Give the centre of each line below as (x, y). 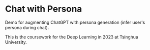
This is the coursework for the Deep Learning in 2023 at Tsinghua (72, 37)
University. (16, 42)
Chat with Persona (44, 9)
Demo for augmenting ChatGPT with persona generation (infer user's (75, 22)
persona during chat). (27, 27)
